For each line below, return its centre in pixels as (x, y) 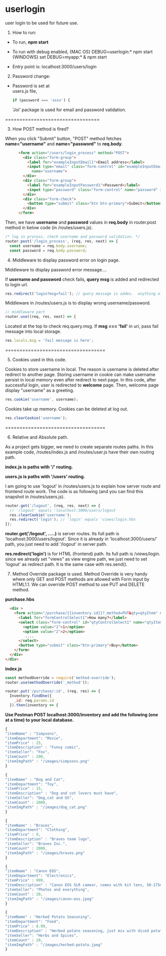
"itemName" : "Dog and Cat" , (35, 779)
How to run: (24, 32)
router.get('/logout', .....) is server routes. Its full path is (62, 534)
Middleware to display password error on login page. (66, 260)
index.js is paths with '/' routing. (39, 467)
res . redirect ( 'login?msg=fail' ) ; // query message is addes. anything (80, 294)
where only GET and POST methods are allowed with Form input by (81, 579)
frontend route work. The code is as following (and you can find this (74, 491)
